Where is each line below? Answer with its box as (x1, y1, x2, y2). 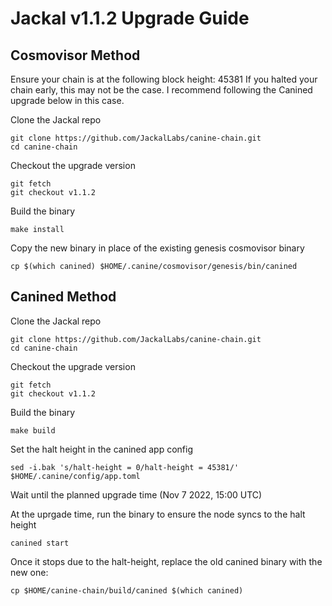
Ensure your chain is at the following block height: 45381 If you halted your (10, 73, 318, 85)
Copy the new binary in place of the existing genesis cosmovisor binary (10, 242, 305, 254)
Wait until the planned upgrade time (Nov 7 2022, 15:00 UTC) (10, 488, 263, 501)
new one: (10, 566, 49, 578)
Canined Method (10, 288, 117, 306)
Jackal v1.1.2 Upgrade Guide (10, 7, 250, 30)
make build (10, 425, 56, 436)
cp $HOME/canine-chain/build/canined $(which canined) (10, 585, 244, 596)
